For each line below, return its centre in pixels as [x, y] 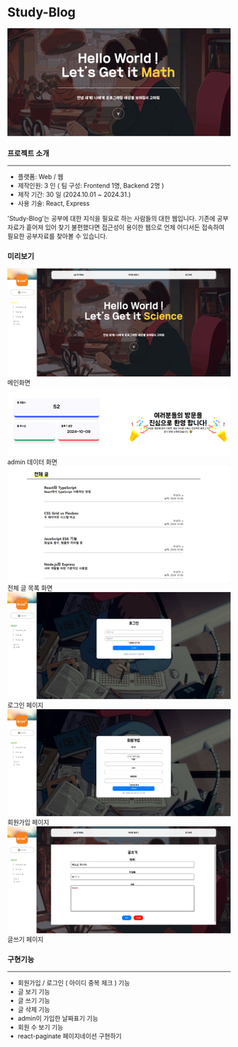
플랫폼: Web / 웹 [40, 176]
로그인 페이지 [25, 705]
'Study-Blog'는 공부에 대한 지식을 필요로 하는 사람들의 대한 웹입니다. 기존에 [112, 218]
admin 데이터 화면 [33, 461]
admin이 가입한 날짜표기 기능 [58, 1019]
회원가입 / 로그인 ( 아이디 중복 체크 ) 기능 [74, 983]
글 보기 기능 [34, 992]
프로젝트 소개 [28, 153]
